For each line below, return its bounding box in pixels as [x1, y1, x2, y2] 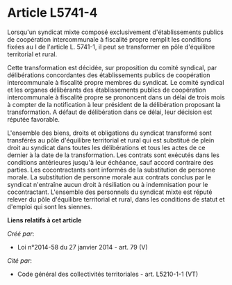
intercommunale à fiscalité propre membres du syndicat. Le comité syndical [7, 78, 224, 86]
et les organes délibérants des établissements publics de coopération [7, 85, 206, 94]
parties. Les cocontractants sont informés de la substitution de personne [7, 165, 215, 174]
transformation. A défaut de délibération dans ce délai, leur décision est [7, 108, 213, 116]
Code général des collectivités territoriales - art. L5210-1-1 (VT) [17, 270, 199, 278]
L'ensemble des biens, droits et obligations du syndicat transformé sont [7, 129, 212, 137]
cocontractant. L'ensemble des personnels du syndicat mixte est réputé [7, 188, 213, 196]
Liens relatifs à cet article [7, 215, 82, 224]
